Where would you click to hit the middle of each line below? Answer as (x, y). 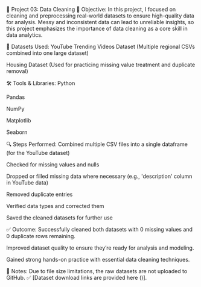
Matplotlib (19, 120)
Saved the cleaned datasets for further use (60, 218)
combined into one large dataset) (47, 53)
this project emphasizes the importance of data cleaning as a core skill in (97, 28)
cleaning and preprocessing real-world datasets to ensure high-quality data (100, 16)
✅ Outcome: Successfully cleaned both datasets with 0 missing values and (100, 229)
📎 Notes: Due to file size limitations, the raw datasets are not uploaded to (97, 271)
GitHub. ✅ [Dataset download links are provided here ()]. (77, 278)
